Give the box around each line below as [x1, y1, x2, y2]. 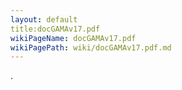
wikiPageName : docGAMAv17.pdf [10, 33, 137, 43]
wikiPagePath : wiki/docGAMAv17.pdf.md [10, 42, 172, 53]
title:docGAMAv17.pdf [10, 24, 101, 34]
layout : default [10, 14, 78, 25]
